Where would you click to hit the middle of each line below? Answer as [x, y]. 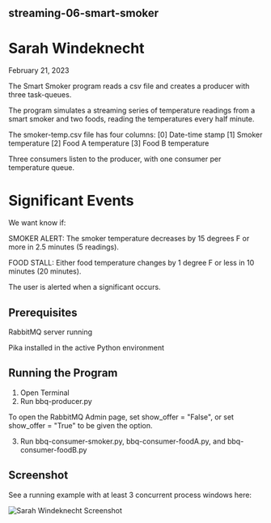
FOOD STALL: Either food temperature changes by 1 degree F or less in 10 [131, 263]
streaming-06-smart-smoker [84, 13]
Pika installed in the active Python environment [86, 348]
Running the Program [63, 373]
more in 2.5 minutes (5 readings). [64, 247]
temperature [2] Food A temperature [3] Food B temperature [109, 143]
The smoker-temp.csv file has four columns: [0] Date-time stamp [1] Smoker [135, 135]
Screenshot [38, 476]
